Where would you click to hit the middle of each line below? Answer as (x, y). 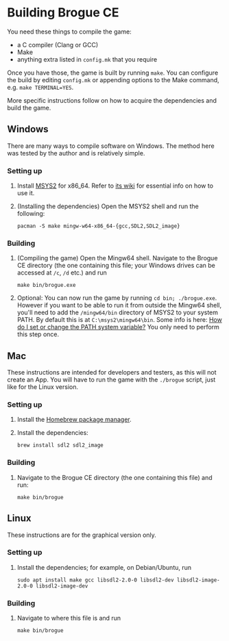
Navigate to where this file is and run (69, 618)
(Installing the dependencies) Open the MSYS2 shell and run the (108, 206)
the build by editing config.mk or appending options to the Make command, (113, 79)
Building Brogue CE (63, 13)
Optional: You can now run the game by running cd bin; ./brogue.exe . (117, 298)
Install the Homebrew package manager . (74, 420)
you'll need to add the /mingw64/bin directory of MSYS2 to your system (117, 312)
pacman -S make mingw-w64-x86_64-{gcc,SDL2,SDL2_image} (98, 226)
